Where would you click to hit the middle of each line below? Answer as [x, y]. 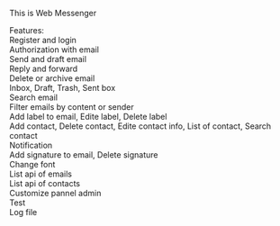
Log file [23, 212]
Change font [32, 164]
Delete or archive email [52, 78]
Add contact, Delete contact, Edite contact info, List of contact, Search [140, 126]
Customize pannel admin [55, 193]
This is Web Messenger [53, 13]
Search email [34, 97]
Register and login [43, 40]
